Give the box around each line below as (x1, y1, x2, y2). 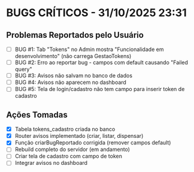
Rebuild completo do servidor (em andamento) (14, 146, 131, 153)
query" (14, 66, 32, 73)
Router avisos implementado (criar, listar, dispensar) (14, 132, 144, 140)
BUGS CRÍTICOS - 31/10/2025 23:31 (6, 6, 187, 20)
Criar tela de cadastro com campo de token (14, 153, 123, 160)
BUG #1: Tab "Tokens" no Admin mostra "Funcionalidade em (14, 46, 164, 53)
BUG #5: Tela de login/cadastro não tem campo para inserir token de (14, 86, 185, 93)
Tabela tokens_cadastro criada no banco (14, 126, 116, 133)
